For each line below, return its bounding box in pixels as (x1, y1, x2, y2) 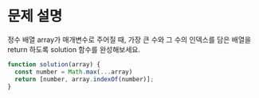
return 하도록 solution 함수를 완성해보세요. (7, 44, 141, 54)
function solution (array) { (7, 60, 101, 68)
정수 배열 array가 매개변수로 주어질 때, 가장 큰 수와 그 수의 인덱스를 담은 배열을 (7, 35, 252, 44)
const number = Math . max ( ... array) (14, 68, 133, 76)
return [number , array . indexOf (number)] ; (14, 75, 155, 83)
